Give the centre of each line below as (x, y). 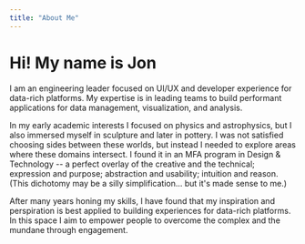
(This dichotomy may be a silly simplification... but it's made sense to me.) (148, 183)
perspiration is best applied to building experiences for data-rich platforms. (150, 210)
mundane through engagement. (69, 229)
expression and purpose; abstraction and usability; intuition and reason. (144, 173)
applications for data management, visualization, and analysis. (126, 107)
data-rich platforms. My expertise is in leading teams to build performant (146, 97)
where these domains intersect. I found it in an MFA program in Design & (145, 154)
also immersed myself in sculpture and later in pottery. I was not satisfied (147, 135)
